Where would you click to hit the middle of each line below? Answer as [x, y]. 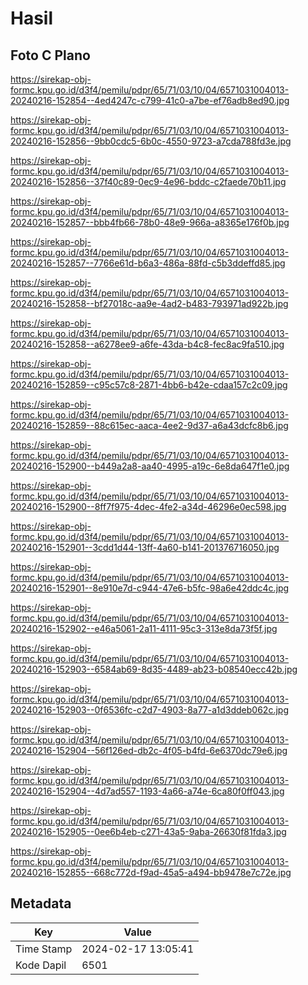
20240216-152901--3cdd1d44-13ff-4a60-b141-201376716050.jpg [145, 547]
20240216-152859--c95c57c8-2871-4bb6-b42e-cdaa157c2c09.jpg [149, 385]
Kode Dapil [41, 965]
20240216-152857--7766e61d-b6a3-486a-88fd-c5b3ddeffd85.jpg [148, 263]
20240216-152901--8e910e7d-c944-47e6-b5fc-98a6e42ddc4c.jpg [150, 588]
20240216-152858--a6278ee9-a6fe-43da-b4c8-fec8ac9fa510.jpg [147, 344]
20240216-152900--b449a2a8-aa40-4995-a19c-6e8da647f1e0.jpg [150, 466]
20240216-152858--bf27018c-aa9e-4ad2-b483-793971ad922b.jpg [149, 303]
